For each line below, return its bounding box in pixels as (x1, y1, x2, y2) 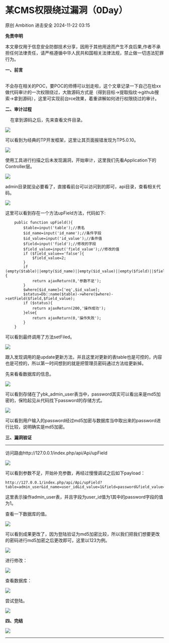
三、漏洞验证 (5, 434, 32, 440)
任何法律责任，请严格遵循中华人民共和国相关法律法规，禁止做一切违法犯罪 (9, 50, 164, 56)
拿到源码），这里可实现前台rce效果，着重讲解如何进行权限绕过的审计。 (14, 95, 159, 101)
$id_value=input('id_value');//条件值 (23, 236, 102, 241)
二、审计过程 (5, 106, 32, 112)
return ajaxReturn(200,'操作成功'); (32, 305, 106, 311)
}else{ (23, 310, 37, 315)
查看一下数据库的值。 (5, 511, 49, 517)
